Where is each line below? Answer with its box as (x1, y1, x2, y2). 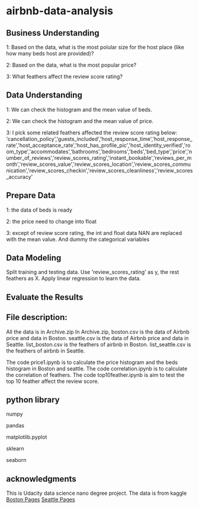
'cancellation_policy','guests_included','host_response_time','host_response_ (6, 135, 192, 142)
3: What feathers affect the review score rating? (6, 73, 123, 80)
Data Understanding (6, 90, 83, 100)
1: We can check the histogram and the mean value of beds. (6, 106, 152, 113)
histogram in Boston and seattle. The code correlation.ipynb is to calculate (6, 365, 188, 372)
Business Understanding (6, 28, 99, 38)
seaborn (6, 457, 27, 464)
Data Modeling (6, 253, 62, 263)
